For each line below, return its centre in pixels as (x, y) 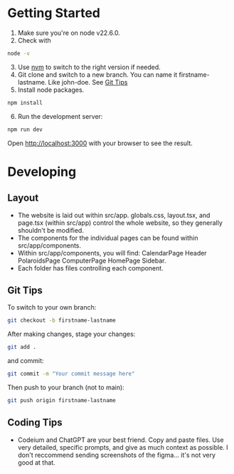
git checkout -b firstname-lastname (62, 321)
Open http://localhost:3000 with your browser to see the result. (100, 143)
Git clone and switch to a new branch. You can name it (97, 74)
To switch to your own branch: (52, 307)
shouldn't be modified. (50, 230)
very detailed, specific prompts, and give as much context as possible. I (123, 447)
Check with (34, 40)
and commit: (26, 361)
